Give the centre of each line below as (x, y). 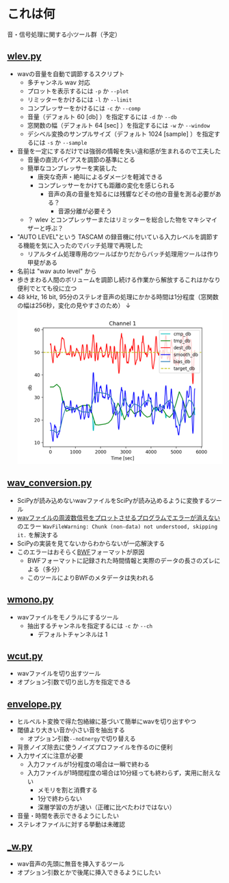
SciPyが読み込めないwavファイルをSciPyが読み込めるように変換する (113, 500)
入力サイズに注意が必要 (50, 756)
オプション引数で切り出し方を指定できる (74, 682)
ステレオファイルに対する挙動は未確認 (71, 825)
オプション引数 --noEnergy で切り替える (81, 739)
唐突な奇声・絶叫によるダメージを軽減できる (100, 176)
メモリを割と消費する (67, 790)
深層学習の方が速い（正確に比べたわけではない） (106, 808)
